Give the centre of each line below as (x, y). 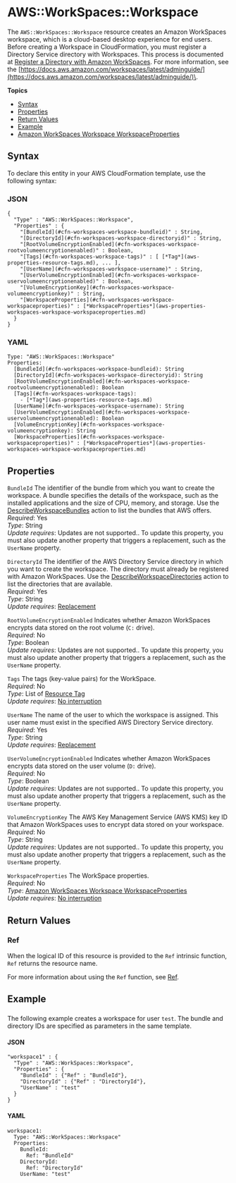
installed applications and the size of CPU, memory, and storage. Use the (113, 503)
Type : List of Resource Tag (46, 694)
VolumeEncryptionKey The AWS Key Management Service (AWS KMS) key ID (117, 817)
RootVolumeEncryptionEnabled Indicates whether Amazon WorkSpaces (109, 620)
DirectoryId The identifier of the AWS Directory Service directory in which (115, 562)
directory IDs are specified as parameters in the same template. (100, 1026)
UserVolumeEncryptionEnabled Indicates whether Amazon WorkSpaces (109, 759)
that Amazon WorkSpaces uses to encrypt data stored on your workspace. (116, 825)
